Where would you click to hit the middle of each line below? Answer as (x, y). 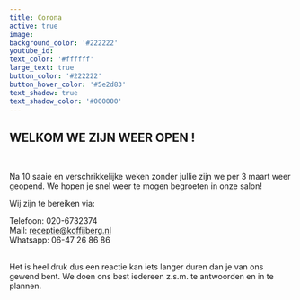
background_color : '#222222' (64, 43)
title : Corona (36, 18)
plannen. (26, 286)
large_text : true (42, 68)
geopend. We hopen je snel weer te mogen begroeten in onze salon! (136, 186)
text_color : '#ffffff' (52, 59)
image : (22, 34)
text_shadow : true (44, 93)
